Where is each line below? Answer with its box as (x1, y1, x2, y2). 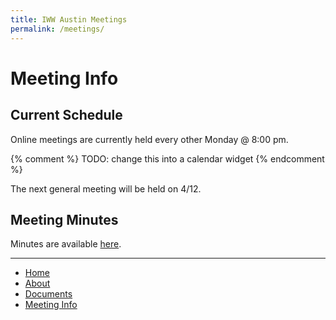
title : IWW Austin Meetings (10, 14, 128, 25)
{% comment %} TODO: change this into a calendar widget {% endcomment (10, 152, 325, 165)
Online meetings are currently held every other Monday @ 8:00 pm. (10, 133, 289, 145)
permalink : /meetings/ (10, 24, 105, 34)
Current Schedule (10, 107, 123, 124)
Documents (24, 288, 73, 300)
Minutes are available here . (10, 238, 122, 250)
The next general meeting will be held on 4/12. (10, 182, 202, 195)
